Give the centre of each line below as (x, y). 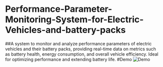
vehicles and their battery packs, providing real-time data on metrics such (81, 49)
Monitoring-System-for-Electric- (74, 19)
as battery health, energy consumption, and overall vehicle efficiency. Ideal (82, 54)
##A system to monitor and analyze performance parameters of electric (79, 43)
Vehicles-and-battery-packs (65, 30)
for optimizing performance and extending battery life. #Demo (69, 59)
